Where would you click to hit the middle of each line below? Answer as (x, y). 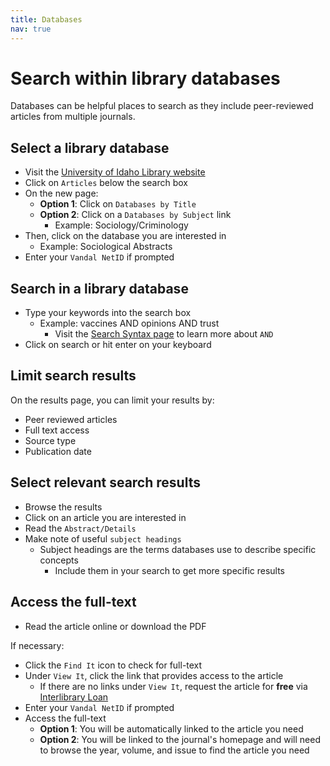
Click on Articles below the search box (106, 183)
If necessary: (37, 645)
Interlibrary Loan (74, 697)
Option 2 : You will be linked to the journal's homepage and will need (180, 739)
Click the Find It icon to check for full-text (113, 665)
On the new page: (61, 193)
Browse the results (63, 507)
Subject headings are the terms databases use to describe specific (178, 549)
